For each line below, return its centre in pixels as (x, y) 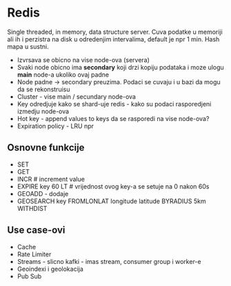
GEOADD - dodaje (43, 193)
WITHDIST (32, 208)
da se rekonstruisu (43, 89)
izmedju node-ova (43, 111)
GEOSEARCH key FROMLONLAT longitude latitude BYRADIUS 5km (111, 201)
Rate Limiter (34, 254)
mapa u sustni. (28, 46)
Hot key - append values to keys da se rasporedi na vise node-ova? (113, 118)
